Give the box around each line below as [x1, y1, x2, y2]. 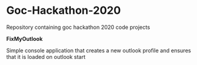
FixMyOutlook [6, 35, 43, 42]
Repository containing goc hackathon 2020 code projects [6, 23, 150, 31]
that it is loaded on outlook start [6, 53, 86, 60]
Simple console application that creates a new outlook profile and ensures [6, 46, 192, 54]
